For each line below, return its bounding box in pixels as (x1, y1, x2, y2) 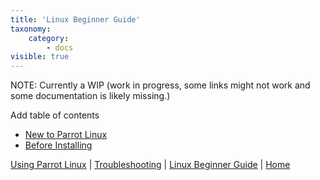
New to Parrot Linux (24, 129, 108, 141)
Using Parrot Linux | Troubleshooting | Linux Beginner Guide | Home (10, 159, 291, 171)
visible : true (10, 52, 70, 62)
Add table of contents (10, 109, 100, 121)
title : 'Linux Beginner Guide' (10, 14, 141, 25)
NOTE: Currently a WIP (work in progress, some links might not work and (10, 79, 311, 91)
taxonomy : (10, 24, 52, 34)
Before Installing (24, 139, 93, 151)
